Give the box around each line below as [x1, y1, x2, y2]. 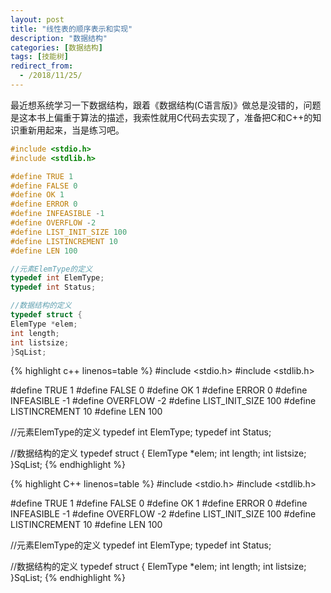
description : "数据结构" [10, 33, 108, 43]
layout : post [10, 14, 65, 25]
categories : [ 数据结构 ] [10, 42, 103, 53]
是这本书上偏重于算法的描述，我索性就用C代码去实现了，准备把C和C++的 [10, 111, 313, 123]
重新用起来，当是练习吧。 [18, 124, 125, 136]
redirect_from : [10, 61, 74, 71]
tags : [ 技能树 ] [10, 52, 70, 62]
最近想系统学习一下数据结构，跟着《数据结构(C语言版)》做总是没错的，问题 [10, 99, 322, 111]
